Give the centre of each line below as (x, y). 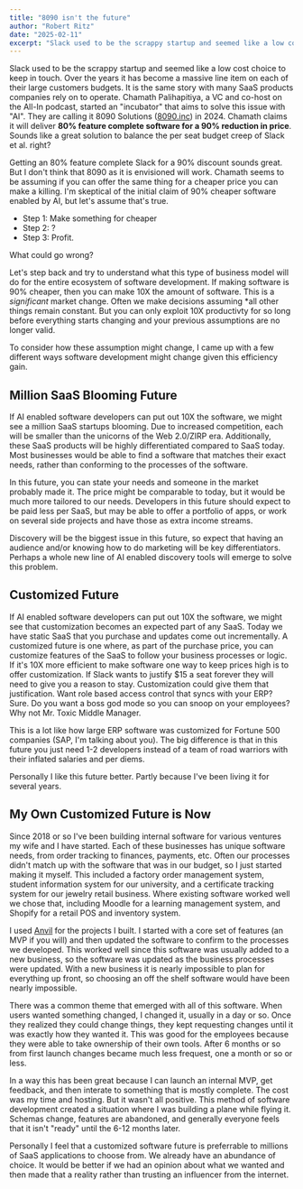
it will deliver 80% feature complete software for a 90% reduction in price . (151, 126)
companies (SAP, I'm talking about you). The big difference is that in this (143, 740)
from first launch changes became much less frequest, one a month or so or (151, 1053)
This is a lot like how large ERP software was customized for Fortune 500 (145, 730)
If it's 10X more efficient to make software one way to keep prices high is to (149, 665)
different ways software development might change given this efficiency (143, 357)
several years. (35, 786)
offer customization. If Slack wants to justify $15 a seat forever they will (142, 674)
